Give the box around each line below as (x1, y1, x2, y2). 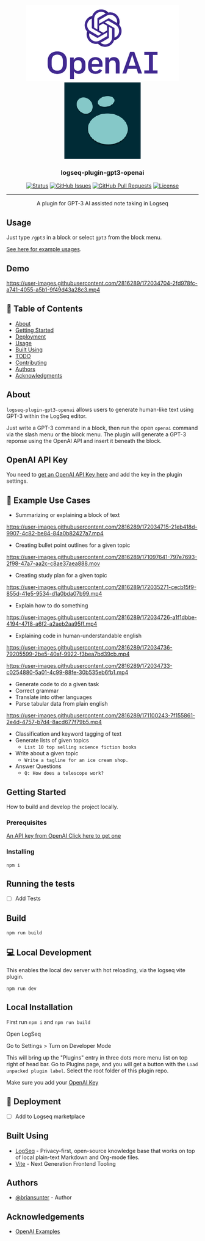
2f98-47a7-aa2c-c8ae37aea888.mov (6, 560, 101, 567)
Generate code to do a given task (15, 681, 99, 688)
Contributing (15, 359, 47, 366)
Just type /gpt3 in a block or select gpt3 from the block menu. (6, 234, 162, 241)
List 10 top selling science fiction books (24, 744, 137, 750)
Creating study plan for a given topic (15, 572, 107, 579)
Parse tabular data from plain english (15, 700, 108, 708)
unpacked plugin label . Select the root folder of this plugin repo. (6, 1067, 169, 1074)
